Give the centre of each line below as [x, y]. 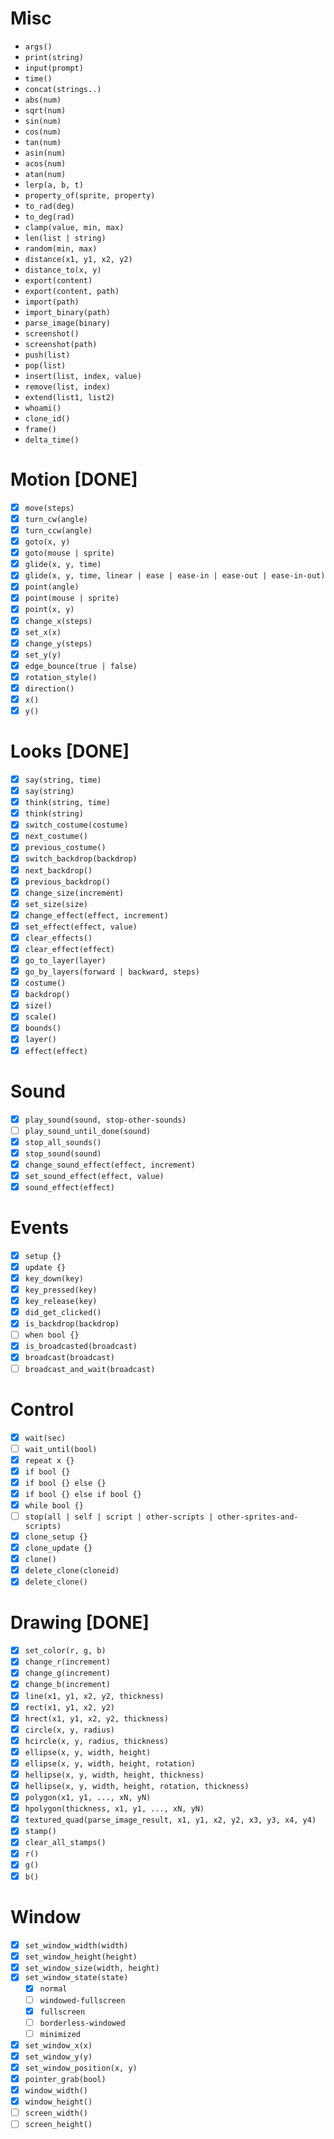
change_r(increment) [67, 1662]
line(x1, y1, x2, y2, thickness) [94, 1696]
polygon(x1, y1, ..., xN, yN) [88, 1798]
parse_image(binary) [67, 323]
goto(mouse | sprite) [69, 553]
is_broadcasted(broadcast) [81, 1347]
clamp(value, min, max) [74, 227]
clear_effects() [58, 938]
